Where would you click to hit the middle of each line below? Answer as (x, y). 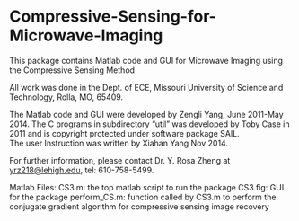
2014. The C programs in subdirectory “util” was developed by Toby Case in (149, 124)
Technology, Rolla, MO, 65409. (66, 97)
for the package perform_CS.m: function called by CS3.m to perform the (143, 197)
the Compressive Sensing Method (72, 70)
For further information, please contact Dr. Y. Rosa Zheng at (120, 160)
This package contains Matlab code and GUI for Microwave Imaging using (146, 60)
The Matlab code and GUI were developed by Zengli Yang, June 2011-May (147, 114)
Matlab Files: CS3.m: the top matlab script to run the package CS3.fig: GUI (147, 187)
